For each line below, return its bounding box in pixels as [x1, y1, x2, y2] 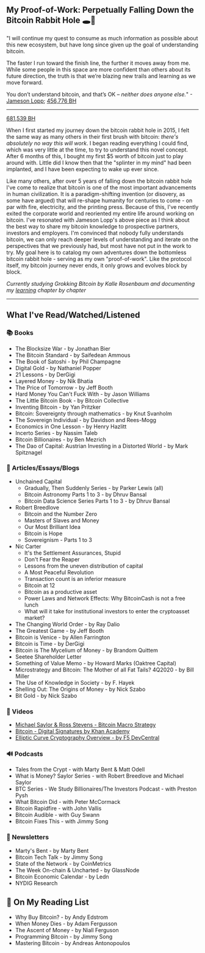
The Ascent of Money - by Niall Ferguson [15, 926, 119, 933]
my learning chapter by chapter [6, 287, 87, 294]
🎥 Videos [6, 707, 34, 715]
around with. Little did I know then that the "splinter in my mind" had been [6, 159, 192, 166]
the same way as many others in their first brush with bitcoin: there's [6, 133, 179, 140]
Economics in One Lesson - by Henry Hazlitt [15, 423, 127, 430]
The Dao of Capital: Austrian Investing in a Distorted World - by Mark [15, 442, 189, 450]
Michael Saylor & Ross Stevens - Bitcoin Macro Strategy [15, 721, 156, 729]
